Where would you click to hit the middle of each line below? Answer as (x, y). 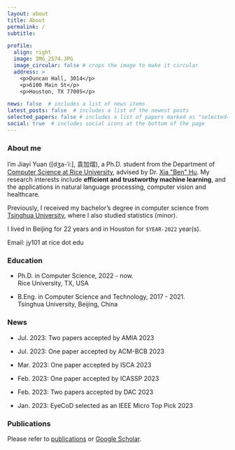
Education (25, 260)
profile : (20, 46)
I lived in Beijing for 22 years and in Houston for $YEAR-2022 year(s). (104, 229)
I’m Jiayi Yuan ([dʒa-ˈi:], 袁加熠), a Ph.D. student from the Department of (111, 164)
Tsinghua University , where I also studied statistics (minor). (92, 216)
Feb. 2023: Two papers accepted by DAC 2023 (85, 392)
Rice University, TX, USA (53, 283)
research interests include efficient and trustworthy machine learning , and (116, 180)
